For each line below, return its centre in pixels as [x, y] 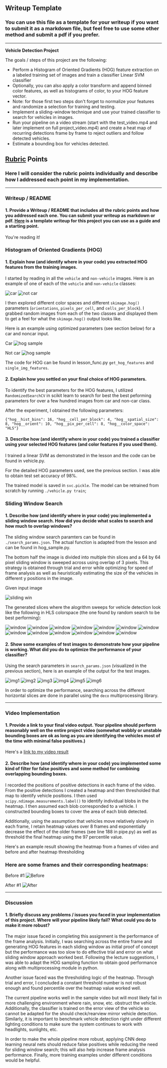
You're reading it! [23, 237]
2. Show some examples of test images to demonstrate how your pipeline [83, 644]
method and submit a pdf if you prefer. [53, 35]
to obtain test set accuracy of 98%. [41, 476]
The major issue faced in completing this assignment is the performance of [82, 936]
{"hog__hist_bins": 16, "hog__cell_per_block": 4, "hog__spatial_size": [82, 419]
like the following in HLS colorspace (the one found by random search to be [83, 613]
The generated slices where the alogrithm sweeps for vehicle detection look [83, 607]
